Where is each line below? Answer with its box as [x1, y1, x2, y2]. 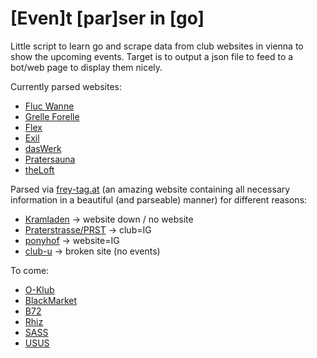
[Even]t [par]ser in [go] [10, 7, 205, 30]
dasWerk [24, 142, 62, 154]
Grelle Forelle [24, 110, 80, 122]
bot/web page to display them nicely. [10, 61, 163, 73]
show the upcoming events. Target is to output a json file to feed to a [10, 50, 294, 62]
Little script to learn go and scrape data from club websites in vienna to [10, 40, 304, 52]
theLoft [24, 163, 55, 176]
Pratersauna [24, 153, 76, 165]
